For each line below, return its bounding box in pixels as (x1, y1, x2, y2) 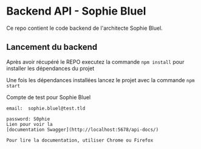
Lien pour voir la (6, 121, 53, 127)
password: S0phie (6, 116, 50, 122)
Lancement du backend (6, 42, 98, 52)
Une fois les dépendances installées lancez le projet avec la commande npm (6, 76, 195, 83)
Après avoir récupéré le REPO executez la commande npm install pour (6, 58, 185, 65)
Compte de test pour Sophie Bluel (6, 93, 91, 101)
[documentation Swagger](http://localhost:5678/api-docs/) (6, 126, 159, 133)
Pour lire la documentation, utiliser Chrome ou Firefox (6, 137, 154, 144)
